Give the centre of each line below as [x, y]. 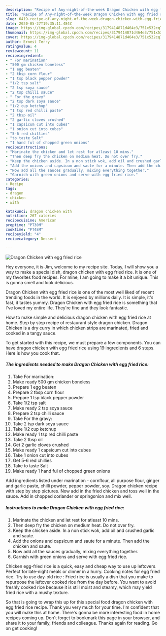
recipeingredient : [24, 56]
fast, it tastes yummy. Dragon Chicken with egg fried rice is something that [81, 302]
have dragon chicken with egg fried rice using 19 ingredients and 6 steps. [80, 348]
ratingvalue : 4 [21, 46]
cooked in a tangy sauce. [31, 333]
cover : [12, 37]
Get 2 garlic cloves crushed [41, 445]
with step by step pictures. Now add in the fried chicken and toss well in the [83, 491]
